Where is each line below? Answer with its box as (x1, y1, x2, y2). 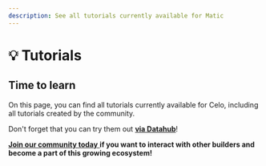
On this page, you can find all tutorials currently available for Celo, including (8, 99, 259, 109)
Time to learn (8, 79, 76, 92)
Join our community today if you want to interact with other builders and (8, 140, 255, 149)
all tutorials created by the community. (8, 108, 135, 118)
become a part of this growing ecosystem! (8, 148, 152, 157)
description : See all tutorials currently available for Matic (8, 11, 224, 20)
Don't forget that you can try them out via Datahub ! (8, 123, 179, 133)
